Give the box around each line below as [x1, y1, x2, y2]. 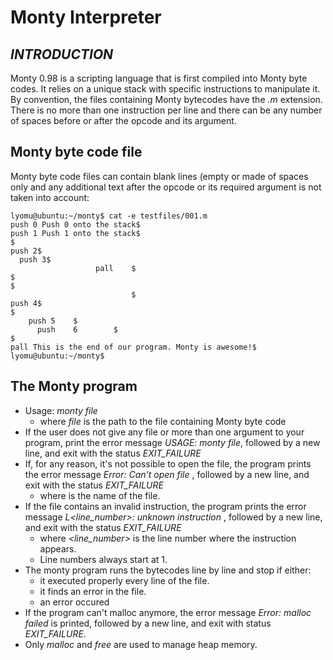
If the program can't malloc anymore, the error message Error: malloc [24, 606, 312, 618]
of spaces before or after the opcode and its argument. [10, 115, 237, 126]
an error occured [39, 596, 110, 608]
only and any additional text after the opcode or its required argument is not [10, 181, 322, 193]
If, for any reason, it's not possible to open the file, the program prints [24, 457, 312, 470]
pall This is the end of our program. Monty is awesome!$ [10, 342, 257, 352]
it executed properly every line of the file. [39, 574, 210, 586]
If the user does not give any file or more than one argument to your [24, 426, 305, 438]
